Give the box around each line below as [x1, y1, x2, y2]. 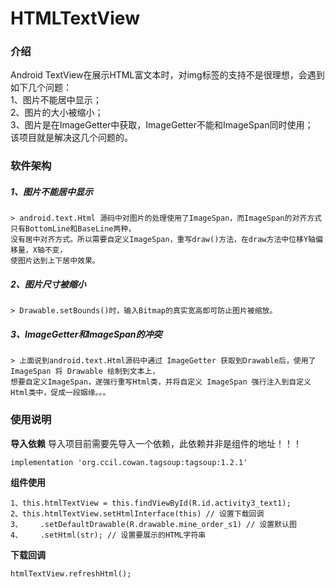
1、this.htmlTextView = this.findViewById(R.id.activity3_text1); [10, 498, 292, 508]
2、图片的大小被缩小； [10, 107, 104, 119]
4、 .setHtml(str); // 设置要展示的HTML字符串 [10, 530, 207, 540]
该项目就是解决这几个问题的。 [10, 132, 133, 144]
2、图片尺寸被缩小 [10, 278, 87, 290]
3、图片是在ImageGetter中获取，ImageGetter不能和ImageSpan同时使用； [10, 119, 314, 131]
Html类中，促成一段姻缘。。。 [10, 388, 111, 398]
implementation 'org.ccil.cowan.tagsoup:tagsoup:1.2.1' [10, 457, 248, 467]
